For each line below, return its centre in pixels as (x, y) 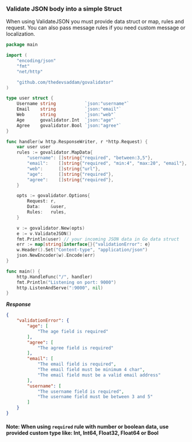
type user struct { (30, 98)
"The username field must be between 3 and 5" (95, 397)
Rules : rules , (47, 212)
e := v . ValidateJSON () (44, 233)
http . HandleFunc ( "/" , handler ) (55, 277)
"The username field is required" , (81, 392)
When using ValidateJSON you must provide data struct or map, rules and (95, 22)
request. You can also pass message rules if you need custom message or (96, 28)
